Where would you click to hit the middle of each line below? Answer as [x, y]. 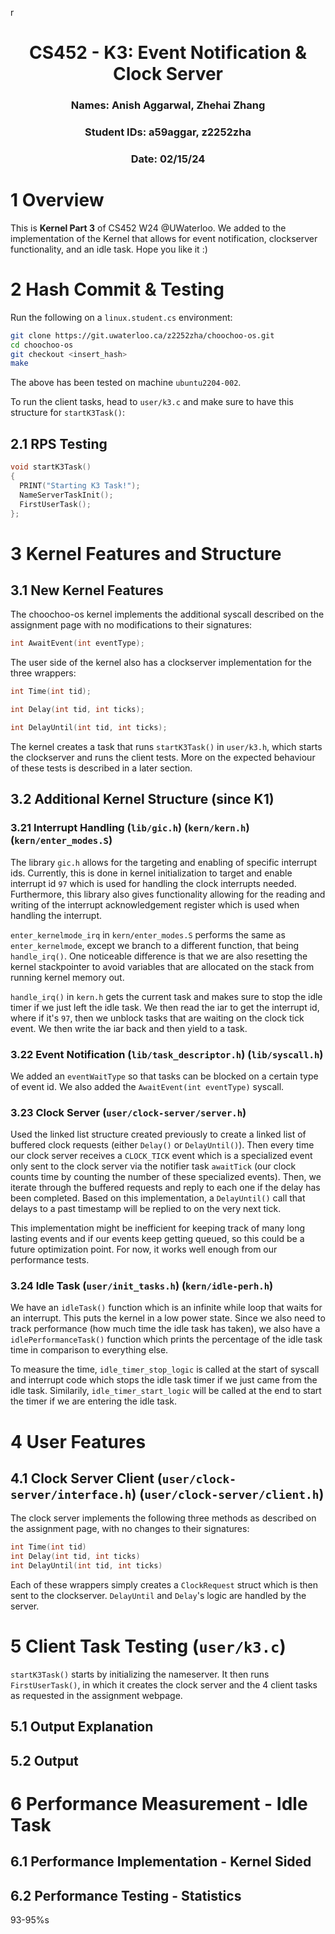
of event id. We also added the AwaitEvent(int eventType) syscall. [147, 1086]
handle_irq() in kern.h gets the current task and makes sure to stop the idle [166, 996]
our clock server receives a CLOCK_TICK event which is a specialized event [161, 1156]
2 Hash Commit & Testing [117, 289]
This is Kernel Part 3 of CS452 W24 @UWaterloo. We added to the [148, 228]
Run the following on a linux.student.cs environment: [121, 317]
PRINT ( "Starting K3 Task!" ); [80, 485]
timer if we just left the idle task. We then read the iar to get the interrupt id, [165, 1007]
